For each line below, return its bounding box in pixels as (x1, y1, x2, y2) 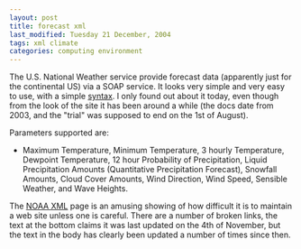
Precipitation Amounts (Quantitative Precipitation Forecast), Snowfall (22, 164, 278, 175)
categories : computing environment (9, 47, 143, 56)
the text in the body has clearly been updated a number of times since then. (9, 229, 291, 240)
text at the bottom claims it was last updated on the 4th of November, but (9, 220, 281, 231)
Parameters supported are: (9, 127, 110, 138)
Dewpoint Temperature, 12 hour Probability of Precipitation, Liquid (22, 154, 268, 165)
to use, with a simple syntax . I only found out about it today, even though (9, 91, 279, 102)
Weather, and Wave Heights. (22, 183, 129, 194)
